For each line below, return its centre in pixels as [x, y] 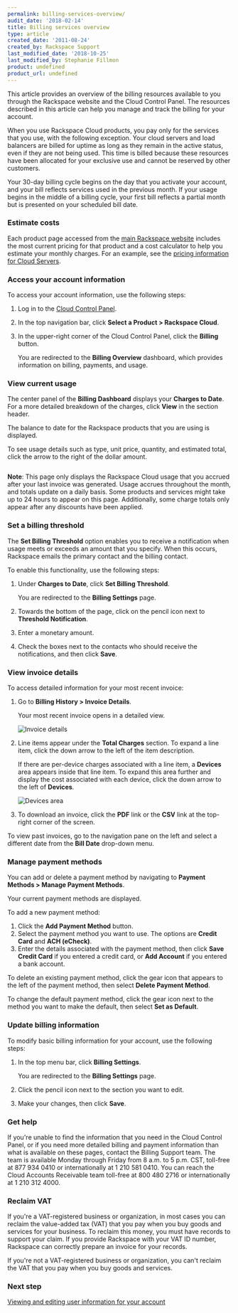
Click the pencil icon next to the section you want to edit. [101, 1090]
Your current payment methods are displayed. [75, 899]
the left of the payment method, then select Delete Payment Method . [109, 985]
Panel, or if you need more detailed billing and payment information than [113, 1144]
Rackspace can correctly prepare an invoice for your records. [97, 1247]
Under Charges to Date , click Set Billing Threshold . [94, 583]
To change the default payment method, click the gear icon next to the [110, 999]
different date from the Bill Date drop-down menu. [81, 843]
